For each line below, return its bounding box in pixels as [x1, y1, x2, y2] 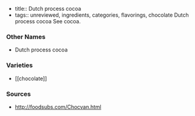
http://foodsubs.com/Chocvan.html [14, 103, 101, 110]
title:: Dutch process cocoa [14, 5, 82, 12]
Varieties [6, 61, 33, 69]
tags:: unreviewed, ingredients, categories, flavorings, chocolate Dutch [14, 11, 189, 19]
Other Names [6, 32, 46, 41]
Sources [6, 90, 31, 98]
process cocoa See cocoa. [14, 18, 81, 25]
